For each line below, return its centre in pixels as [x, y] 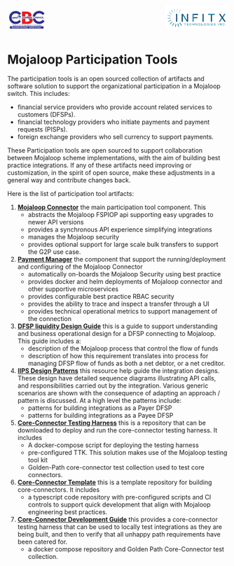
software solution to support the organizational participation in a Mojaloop [114, 86]
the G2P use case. [54, 252]
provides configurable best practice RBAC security [101, 297]
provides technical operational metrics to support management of [123, 311]
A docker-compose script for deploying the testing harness [113, 445]
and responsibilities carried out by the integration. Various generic [113, 385]
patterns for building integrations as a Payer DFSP [100, 408]
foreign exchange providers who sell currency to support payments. [115, 137]
